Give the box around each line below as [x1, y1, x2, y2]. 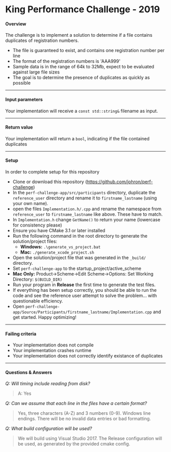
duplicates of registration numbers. [5, 37, 79, 44]
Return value [5, 124, 33, 131]
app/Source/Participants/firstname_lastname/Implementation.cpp [12, 310, 152, 315]
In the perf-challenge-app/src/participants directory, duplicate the [12, 190, 156, 195]
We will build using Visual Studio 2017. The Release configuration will [17, 435, 162, 442]
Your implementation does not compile [12, 342, 94, 348]
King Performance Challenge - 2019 [5, 4, 160, 15]
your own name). [12, 200, 48, 206]
